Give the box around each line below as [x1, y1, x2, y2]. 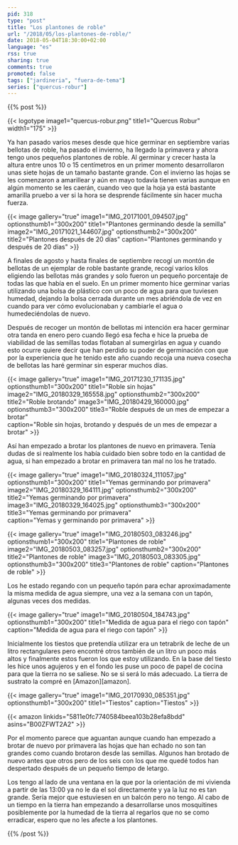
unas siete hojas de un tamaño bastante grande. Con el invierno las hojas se [7, 168, 231, 177]
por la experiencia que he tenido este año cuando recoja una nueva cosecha [7, 353, 232, 362]
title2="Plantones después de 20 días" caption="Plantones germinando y [7, 235, 222, 244]
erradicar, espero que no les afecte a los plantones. [7, 816, 158, 824]
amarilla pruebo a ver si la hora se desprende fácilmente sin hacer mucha [7, 191, 222, 199]
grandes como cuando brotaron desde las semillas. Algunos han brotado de [7, 749, 229, 757]
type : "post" [7, 17, 46, 24]
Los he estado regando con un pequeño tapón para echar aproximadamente [7, 581, 231, 590]
